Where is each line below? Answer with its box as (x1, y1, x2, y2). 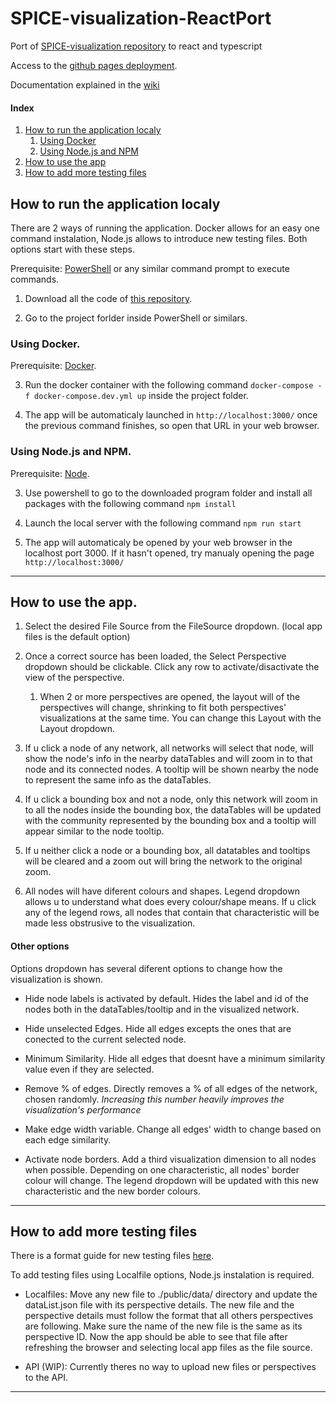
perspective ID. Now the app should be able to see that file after (24, 1331, 288, 1343)
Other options (10, 940, 70, 952)
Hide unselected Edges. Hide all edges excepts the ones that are (24, 1022, 292, 1034)
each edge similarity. (24, 1133, 112, 1146)
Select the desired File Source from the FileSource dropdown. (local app (24, 620, 323, 632)
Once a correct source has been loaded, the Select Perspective (24, 650, 287, 662)
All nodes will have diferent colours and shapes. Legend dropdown (24, 885, 300, 897)
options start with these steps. (10, 243, 135, 255)
